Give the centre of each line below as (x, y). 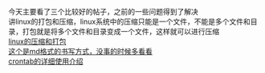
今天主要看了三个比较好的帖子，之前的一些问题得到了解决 (103, 12)
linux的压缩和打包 (37, 41)
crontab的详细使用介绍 (46, 61)
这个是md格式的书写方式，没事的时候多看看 (80, 51)
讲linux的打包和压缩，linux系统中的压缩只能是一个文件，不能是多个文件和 (129, 21)
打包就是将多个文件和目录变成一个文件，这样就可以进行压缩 (120, 31)
